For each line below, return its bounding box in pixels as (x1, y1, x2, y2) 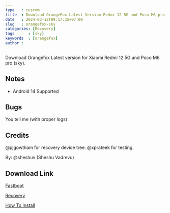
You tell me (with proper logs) (5, 116, 68, 123)
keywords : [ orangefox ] (5, 36, 58, 41)
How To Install (5, 202, 35, 208)
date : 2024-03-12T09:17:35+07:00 (5, 17, 83, 22)
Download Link (5, 169, 53, 178)
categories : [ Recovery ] (5, 26, 56, 32)
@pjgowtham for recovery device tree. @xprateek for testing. (5, 144, 134, 150)
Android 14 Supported (12, 88, 59, 94)
